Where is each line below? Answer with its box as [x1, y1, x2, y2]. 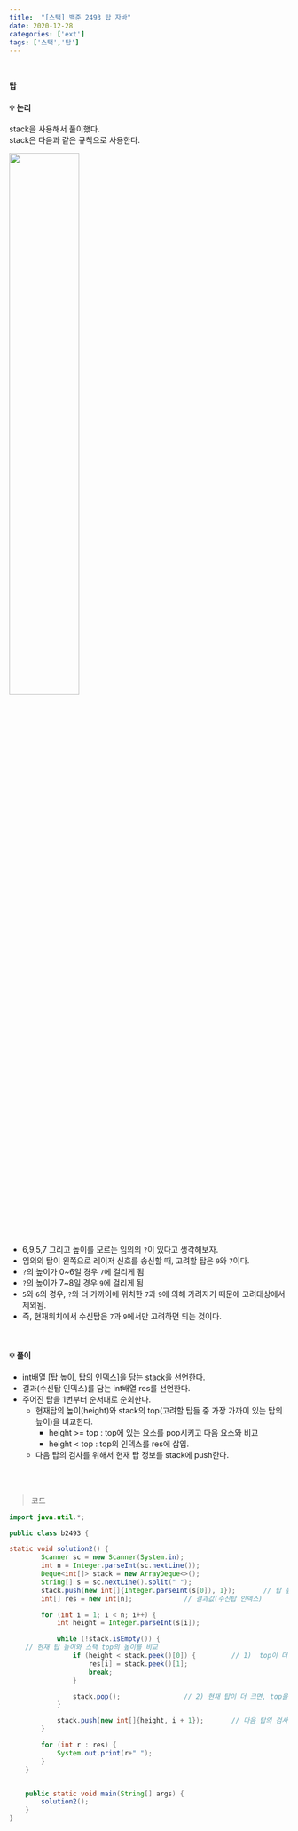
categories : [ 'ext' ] [9, 29, 86, 38]
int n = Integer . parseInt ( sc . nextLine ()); [41, 1561, 200, 1571]
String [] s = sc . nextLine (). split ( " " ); [41, 1578, 192, 1587]
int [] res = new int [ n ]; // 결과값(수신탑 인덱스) [41, 1594, 263, 1604]
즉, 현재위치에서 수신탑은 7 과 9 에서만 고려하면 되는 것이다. [21, 1311, 222, 1322]
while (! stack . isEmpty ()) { [56, 1635, 161, 1644]
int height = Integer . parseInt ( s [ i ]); [56, 1619, 200, 1628]
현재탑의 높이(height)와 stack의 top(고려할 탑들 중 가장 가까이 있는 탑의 [35, 1405, 283, 1415]
